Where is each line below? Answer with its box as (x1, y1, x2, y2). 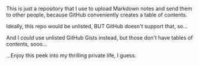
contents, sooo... (6, 41, 48, 47)
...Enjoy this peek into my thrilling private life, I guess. (6, 52, 137, 58)
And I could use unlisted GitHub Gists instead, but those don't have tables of (6, 34, 193, 41)
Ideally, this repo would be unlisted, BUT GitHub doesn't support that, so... (6, 23, 188, 30)
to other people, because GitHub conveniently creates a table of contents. (6, 11, 188, 18)
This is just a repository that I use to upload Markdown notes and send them (6, 5, 192, 12)
